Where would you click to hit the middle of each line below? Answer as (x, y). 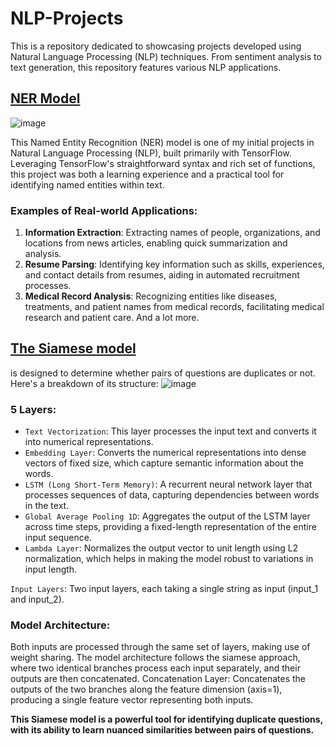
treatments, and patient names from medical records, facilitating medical (174, 307)
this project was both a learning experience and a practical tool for (147, 174)
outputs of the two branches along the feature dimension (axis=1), (146, 689)
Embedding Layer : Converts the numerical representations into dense (165, 453)
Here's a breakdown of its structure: (84, 383)
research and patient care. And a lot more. (112, 318)
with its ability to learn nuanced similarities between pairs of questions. (162, 730)
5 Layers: (33, 409)
